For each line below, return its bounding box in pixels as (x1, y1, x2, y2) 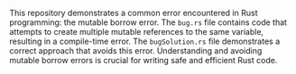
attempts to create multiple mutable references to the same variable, (9, 27, 264, 37)
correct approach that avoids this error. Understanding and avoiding (9, 45, 263, 56)
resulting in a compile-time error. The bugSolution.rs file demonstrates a (9, 36, 281, 46)
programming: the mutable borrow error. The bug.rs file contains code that (9, 17, 287, 28)
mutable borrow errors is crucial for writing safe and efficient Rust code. (9, 55, 278, 65)
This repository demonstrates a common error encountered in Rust (9, 8, 258, 18)
